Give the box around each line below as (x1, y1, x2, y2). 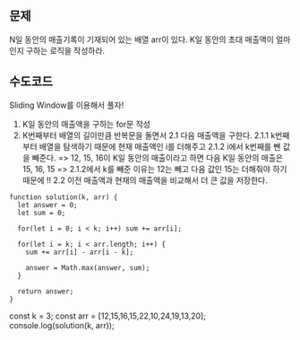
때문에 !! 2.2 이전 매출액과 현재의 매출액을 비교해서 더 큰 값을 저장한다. (21, 174, 268, 186)
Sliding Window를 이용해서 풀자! (9, 100, 124, 110)
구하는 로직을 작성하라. (25, 45, 106, 56)
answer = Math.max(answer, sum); (25, 263, 150, 272)
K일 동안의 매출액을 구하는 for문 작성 (21, 118, 150, 129)
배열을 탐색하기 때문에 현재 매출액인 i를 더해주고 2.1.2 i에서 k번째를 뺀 (39, 141, 281, 152)
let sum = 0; (17, 208, 66, 217)
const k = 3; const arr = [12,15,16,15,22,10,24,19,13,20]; (9, 310, 206, 321)
